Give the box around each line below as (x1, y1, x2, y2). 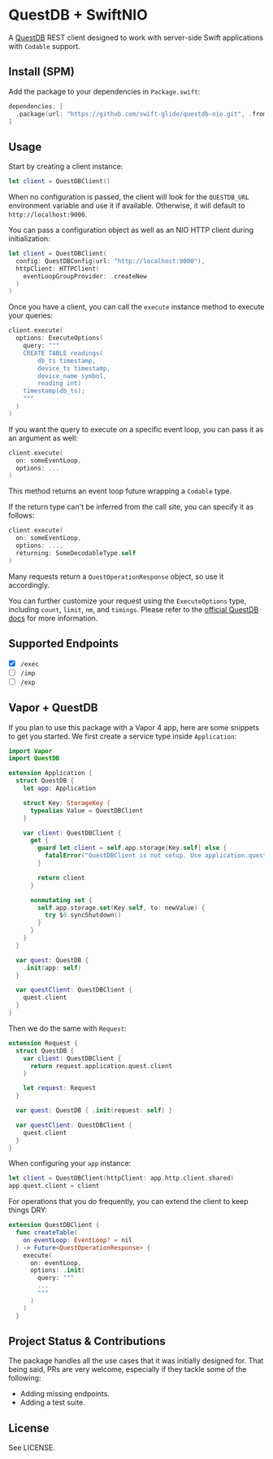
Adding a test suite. (19, 1398, 85, 1408)
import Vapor (8, 747, 53, 755)
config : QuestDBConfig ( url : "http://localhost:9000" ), (15, 256, 206, 265)
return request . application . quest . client (29, 1062, 173, 1070)
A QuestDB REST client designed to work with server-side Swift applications (8, 33, 264, 42)
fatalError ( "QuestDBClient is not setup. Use (44, 852, 201, 860)
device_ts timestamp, (37, 364, 111, 372)
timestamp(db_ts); (23, 387, 85, 396)
